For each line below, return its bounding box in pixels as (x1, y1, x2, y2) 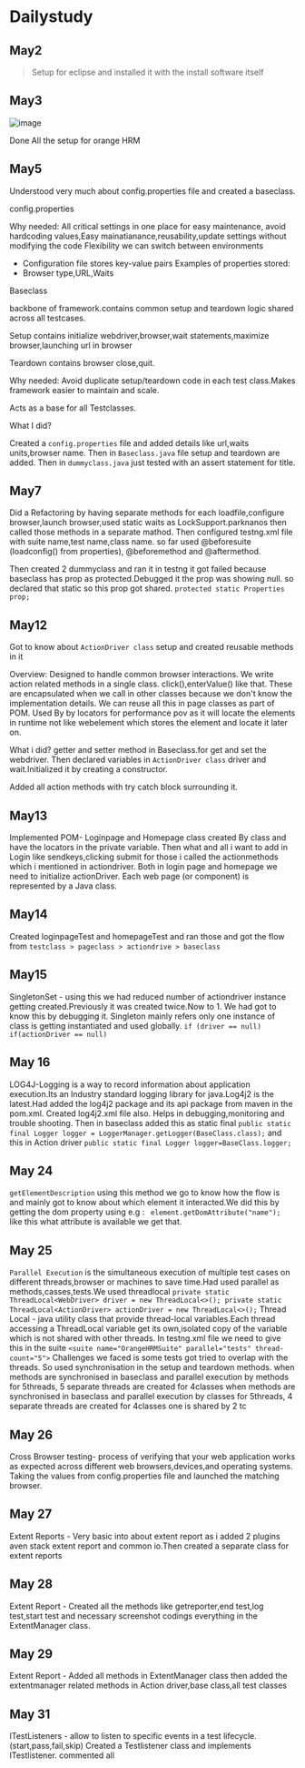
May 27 (9, 1507, 53, 1522)
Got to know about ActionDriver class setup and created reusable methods (9, 642, 294, 653)
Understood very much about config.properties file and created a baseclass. (9, 185, 296, 197)
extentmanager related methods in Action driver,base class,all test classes (9, 1680, 288, 1691)
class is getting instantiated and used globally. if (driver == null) (9, 1020, 261, 1031)
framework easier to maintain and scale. (9, 384, 160, 395)
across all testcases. (9, 312, 86, 323)
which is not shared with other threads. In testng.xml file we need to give (9, 1333, 281, 1344)
